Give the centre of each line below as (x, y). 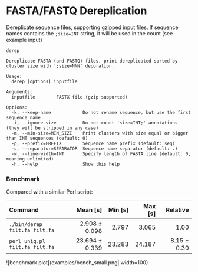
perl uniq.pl (27, 241)
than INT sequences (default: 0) (47, 138)
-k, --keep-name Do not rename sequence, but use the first (101, 112)
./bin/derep (26, 225)
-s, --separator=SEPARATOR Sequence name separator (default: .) (95, 149)
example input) (24, 40)
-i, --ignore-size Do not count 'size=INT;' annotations (95, 123)
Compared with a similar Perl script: (49, 192)
